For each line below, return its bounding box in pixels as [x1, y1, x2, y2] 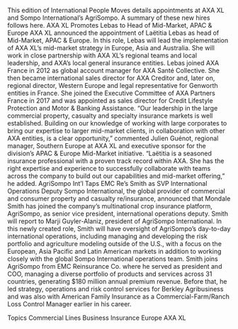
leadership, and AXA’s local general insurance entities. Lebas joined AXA [7, 59, 220, 67]
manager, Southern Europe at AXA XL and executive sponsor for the [7, 142, 207, 150]
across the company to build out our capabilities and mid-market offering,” [7, 172, 225, 180]
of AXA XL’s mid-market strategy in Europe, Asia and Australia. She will [7, 44, 215, 52]
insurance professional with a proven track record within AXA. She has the [7, 157, 225, 165]
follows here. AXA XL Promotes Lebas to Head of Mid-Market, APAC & [7, 21, 212, 29]
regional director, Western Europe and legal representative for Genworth [7, 82, 218, 89]
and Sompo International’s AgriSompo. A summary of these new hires [7, 13, 210, 22]
